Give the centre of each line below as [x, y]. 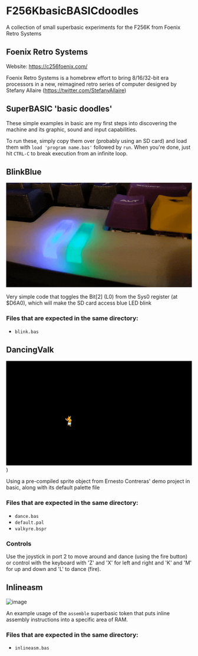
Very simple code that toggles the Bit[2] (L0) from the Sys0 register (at [92, 297]
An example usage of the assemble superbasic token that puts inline [88, 613]
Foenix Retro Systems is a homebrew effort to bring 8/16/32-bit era [88, 77]
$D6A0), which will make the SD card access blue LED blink [79, 303]
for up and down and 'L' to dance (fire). [54, 569]
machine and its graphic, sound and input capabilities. [72, 129]
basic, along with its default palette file [53, 488]
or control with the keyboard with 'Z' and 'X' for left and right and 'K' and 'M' [99, 563]
